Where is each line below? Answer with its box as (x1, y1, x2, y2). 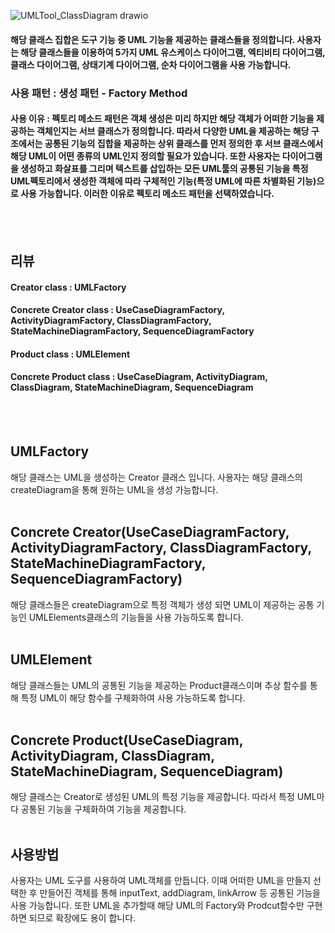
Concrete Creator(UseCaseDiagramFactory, (10, 524, 290, 541)
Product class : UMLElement (10, 348, 131, 360)
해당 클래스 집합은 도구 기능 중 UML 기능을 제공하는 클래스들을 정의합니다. (10, 33, 296, 45)
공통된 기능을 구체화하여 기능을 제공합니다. (20, 803, 187, 815)
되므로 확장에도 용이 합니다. (28, 912, 137, 924)
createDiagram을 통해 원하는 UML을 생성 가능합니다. (10, 483, 219, 495)
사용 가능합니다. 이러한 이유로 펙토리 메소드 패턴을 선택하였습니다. (20, 188, 275, 200)
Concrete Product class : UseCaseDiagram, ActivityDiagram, (10, 371, 268, 383)
